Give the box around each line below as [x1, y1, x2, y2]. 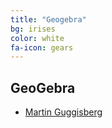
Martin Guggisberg [24, 106, 103, 118]
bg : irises [10, 24, 56, 34]
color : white [10, 33, 65, 43]
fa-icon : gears [10, 42, 74, 53]
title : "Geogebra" [10, 14, 87, 25]
